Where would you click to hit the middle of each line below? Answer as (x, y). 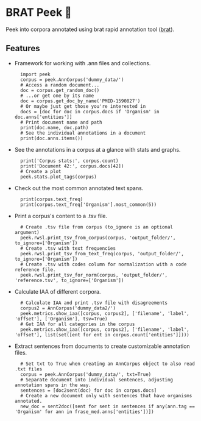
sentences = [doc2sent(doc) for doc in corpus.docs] (89, 390)
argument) (27, 232)
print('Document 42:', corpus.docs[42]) (72, 166)
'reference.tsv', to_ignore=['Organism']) (69, 280)
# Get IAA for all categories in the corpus (78, 324)
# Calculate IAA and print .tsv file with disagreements (94, 303)
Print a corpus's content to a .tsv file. (61, 216)
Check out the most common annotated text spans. (79, 188)
